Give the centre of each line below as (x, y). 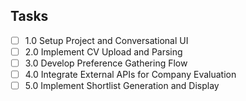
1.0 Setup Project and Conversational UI (106, 40)
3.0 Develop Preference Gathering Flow (106, 63)
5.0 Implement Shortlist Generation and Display (122, 86)
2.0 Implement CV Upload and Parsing (103, 51)
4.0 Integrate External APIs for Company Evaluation (130, 74)
